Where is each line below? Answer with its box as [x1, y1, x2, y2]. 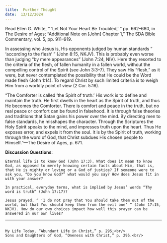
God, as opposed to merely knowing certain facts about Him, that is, [5, 163, 155, 168]
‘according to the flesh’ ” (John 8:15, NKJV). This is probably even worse [5, 51, 154, 57]
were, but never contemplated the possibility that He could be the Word [5, 72, 152, 78]
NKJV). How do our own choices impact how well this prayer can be [5, 206, 148, 211]
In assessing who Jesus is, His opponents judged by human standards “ [5, 46, 153, 52]
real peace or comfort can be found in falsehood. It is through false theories [5, 108, 161, 114]
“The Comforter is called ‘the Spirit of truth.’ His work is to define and [5, 92, 147, 98]
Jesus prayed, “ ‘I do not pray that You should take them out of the [5, 198, 155, 203]
